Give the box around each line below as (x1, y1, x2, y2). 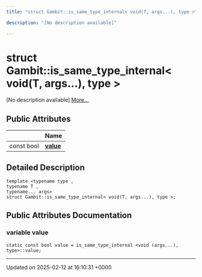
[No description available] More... (6, 96, 89, 104)
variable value (6, 228, 49, 237)
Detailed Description (6, 162, 85, 172)
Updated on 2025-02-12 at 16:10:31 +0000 (6, 263, 112, 271)
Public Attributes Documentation (6, 210, 132, 220)
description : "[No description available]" (6, 19, 117, 26)
